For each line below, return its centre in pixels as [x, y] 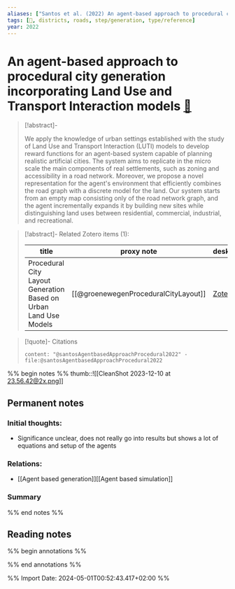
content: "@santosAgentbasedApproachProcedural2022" [103, 355]
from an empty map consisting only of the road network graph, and [121, 198]
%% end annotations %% [44, 565]
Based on [43, 298]
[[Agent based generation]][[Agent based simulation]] [95, 479]
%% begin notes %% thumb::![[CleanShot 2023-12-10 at [89, 374]
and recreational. [49, 220]
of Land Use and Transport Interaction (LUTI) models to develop [117, 146]
